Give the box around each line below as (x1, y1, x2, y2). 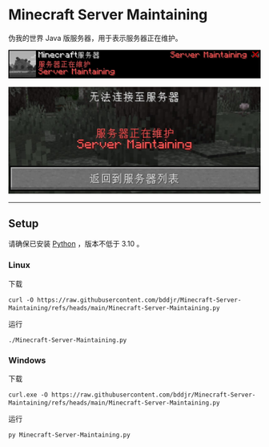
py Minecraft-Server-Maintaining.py (8, 431, 130, 439)
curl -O (8, 295, 34, 304)
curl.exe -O (8, 391, 48, 399)
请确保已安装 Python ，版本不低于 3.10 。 (8, 239, 144, 249)
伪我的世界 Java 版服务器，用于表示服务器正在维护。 (8, 33, 183, 43)
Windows (8, 355, 46, 366)
